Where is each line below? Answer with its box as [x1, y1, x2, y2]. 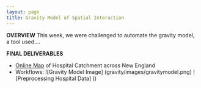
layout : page [6, 9, 40, 15]
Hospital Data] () [55, 75, 97, 82]
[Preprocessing [15, 75, 54, 82]
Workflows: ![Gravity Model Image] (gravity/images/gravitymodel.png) [15, 68, 192, 75]
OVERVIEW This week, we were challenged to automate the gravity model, [6, 31, 195, 38]
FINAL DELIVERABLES [6, 50, 64, 57]
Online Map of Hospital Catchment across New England [15, 62, 156, 69]
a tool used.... [6, 38, 41, 45]
